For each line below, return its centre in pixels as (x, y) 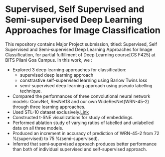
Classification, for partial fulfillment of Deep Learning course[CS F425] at (80, 55)
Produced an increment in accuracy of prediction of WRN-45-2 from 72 (86, 133)
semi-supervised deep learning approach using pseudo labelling (86, 85)
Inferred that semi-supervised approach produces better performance (84, 144)
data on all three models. (38, 128)
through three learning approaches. (49, 107)
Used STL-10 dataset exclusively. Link (51, 112)
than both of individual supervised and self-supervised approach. (80, 149)
